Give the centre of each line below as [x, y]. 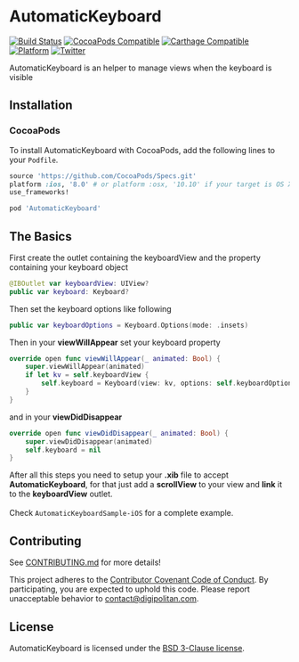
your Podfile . [34, 159]
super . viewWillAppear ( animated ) [85, 367]
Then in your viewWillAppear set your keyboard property [115, 342]
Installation [41, 106]
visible [21, 77]
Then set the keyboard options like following [90, 308]
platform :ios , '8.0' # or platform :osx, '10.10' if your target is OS [147, 184]
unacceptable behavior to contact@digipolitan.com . [104, 599]
